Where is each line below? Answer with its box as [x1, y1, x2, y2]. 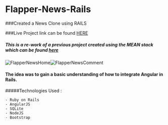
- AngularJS [5, 102, 30, 107]
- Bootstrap [5, 115, 30, 120]
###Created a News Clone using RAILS [5, 20, 87, 26]
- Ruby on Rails [5, 97, 39, 103]
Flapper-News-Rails [5, 4, 91, 15]
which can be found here [5, 47, 59, 53]
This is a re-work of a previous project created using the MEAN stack [5, 41, 153, 47]
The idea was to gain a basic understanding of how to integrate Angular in [5, 71, 163, 77]
